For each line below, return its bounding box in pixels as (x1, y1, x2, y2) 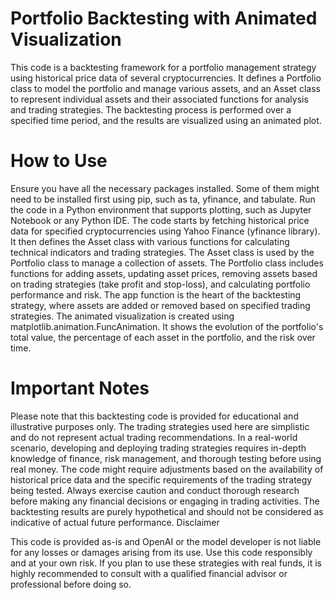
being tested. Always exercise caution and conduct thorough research (10, 484, 300, 496)
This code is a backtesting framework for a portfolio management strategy (10, 61, 317, 73)
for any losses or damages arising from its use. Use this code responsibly (10, 546, 313, 558)
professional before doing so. (10, 578, 132, 590)
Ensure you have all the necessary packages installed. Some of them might (10, 182, 320, 194)
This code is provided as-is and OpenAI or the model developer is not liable (10, 535, 322, 547)
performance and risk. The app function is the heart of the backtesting (10, 288, 302, 301)
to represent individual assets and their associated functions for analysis (10, 93, 309, 105)
